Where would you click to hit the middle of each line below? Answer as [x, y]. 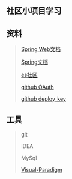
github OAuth [37, 87]
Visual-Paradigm [41, 170]
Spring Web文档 [41, 49]
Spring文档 [34, 62]
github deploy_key [43, 99]
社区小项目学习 [34, 11]
